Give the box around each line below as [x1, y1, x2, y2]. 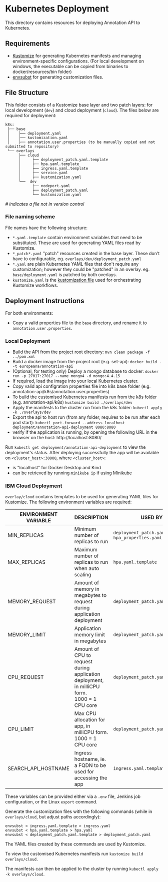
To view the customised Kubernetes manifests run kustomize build [5, 851, 143, 857]
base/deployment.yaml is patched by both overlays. [12, 271, 117, 278]
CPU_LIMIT [7, 726, 34, 733]
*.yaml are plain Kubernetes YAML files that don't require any [12, 261, 139, 267]
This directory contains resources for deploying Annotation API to [5, 20, 140, 26]
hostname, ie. [74, 756, 106, 763]
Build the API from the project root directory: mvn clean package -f [12, 349, 150, 355]
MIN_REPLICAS [7, 532, 44, 539]
